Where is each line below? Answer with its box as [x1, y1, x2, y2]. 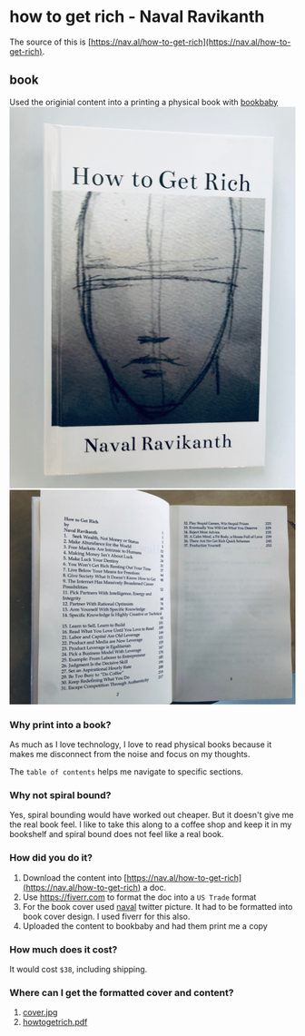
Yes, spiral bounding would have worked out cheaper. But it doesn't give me [9, 810, 294, 821]
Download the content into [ [22, 872, 127, 883]
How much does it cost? [9, 942, 118, 955]
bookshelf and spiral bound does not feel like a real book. [9, 829, 224, 840]
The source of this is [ [9, 36, 92, 47]
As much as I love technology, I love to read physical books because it [9, 739, 272, 750]
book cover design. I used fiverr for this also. [22, 911, 191, 922]
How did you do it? [9, 852, 93, 864]
